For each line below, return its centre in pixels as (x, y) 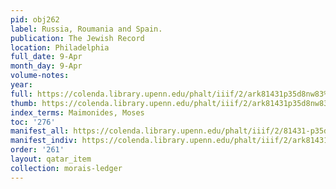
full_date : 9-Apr (46, 57)
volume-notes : (40, 76)
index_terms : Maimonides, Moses (77, 112)
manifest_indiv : (44, 141)
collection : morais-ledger (66, 168)
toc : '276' (33, 122)
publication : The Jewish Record (77, 38)
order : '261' (37, 150)
